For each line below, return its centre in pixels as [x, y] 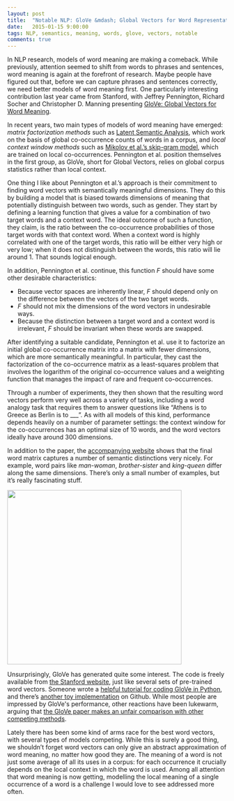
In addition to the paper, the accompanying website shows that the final [110, 451]
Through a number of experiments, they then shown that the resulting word [115, 393]
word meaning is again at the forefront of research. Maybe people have [110, 75]
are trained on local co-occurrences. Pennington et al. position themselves [114, 155]
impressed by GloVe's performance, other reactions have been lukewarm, [113, 704]
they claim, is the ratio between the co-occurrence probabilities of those [111, 227]
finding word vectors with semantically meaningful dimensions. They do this [116, 190]
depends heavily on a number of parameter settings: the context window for [117, 422]
